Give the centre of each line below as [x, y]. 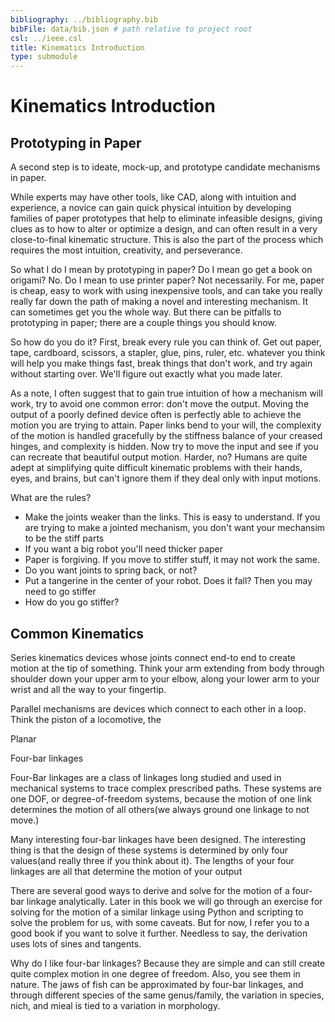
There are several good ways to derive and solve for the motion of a [150, 890]
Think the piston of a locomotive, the [86, 719]
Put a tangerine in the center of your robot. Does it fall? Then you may [168, 581]
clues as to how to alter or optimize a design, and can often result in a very [164, 229]
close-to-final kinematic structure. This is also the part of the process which [167, 240]
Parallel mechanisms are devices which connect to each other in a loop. [158, 708]
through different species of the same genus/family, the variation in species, [167, 995]
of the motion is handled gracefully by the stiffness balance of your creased [166, 436]
